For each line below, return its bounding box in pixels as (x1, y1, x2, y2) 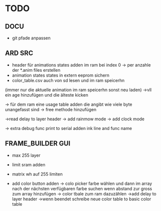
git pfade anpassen (12, 35, 51, 41)
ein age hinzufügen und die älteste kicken (5, 92, 88, 97)
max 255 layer (12, 152, 41, 158)
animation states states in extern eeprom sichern (12, 72, 110, 78)
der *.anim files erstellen (12, 67, 60, 73)
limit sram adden (12, 162, 45, 167)
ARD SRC (5, 49, 33, 57)
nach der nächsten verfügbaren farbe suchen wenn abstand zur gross (12, 185, 152, 192)
